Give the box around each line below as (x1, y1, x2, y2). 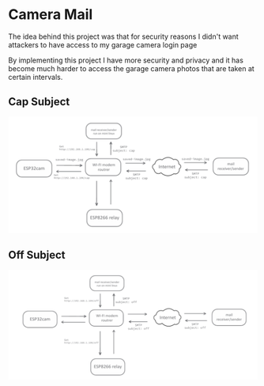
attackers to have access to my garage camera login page (8, 40, 198, 49)
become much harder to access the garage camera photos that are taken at (8, 63, 255, 73)
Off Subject (8, 248, 66, 262)
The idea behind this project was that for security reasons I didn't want (8, 32, 239, 41)
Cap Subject (8, 95, 70, 108)
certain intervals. (8, 72, 63, 81)
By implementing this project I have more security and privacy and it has (8, 55, 243, 65)
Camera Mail (8, 6, 93, 24)
